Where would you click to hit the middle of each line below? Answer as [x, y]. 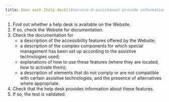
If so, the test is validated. [39, 94]
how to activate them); [43, 67]
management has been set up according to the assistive [78, 51]
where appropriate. [40, 83]
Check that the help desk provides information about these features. [83, 88]
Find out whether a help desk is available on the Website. [71, 24]
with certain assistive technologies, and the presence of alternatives [91, 78]
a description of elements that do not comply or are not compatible [90, 72]
